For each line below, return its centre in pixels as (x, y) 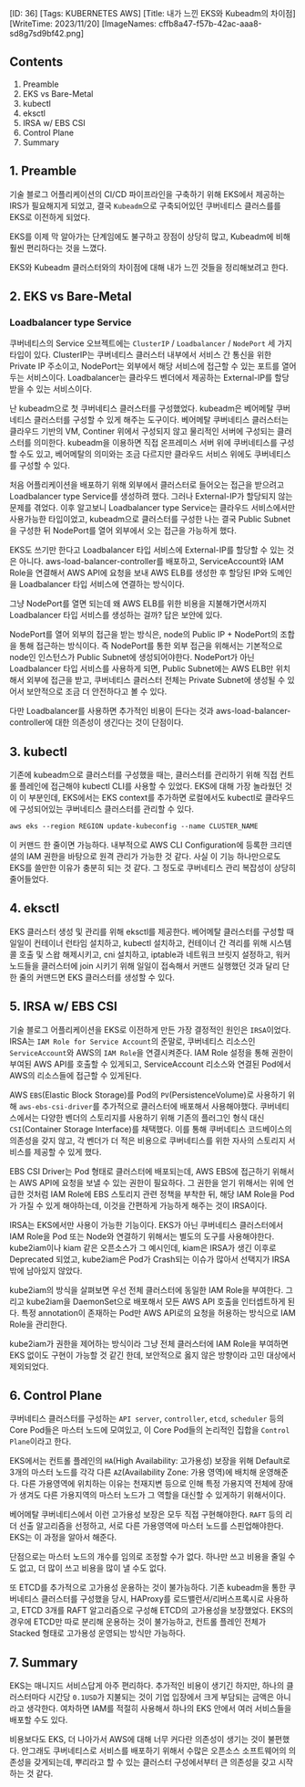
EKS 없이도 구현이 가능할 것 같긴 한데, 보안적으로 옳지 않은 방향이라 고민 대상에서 (152, 1355)
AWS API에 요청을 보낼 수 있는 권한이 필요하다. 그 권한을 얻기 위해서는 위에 (152, 1183)
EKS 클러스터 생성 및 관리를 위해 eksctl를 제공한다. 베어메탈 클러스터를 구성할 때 (152, 931)
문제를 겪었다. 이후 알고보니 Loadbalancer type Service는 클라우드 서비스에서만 (152, 508)
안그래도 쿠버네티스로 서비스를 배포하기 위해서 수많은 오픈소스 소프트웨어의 (154, 1750)
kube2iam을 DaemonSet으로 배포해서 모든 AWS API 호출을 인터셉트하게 (156, 1301)
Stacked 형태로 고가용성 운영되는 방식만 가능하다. (98, 1634)
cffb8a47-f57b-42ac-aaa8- (210, 24)
